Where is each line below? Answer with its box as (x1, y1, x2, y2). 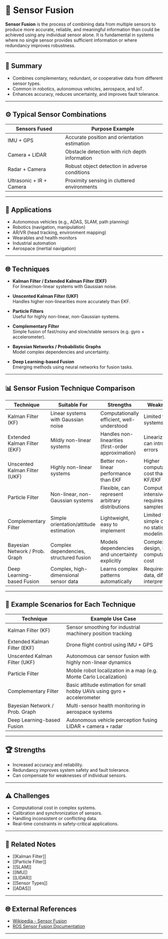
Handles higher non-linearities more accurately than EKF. (12, 299, 131, 305)
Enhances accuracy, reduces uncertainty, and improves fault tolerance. (12, 91, 159, 97)
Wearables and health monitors (12, 235, 77, 241)
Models (100, 539, 118, 545)
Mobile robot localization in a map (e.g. (66, 667, 157, 674)
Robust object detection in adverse (64, 163, 147, 170)
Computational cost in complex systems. (12, 805, 96, 811)
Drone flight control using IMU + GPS (66, 641, 153, 648)
